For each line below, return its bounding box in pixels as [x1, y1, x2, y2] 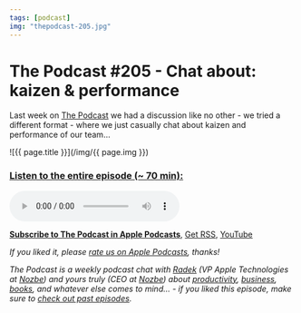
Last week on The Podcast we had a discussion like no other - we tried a [9, 110, 281, 121]
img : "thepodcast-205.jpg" [9, 22, 112, 31]
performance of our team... [9, 129, 111, 141]
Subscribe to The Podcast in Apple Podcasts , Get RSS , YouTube [9, 229, 254, 240]
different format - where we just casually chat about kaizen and [9, 120, 247, 131]
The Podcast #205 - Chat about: [9, 61, 257, 82]
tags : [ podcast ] [9, 13, 71, 23]
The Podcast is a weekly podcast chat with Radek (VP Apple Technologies [9, 264, 289, 275]
